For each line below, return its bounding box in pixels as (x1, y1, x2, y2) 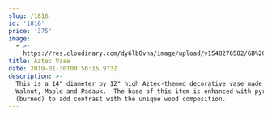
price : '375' (8, 27, 53, 35)
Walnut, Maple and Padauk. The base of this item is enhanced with (15, 87, 252, 96)
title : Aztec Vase (8, 57, 70, 66)
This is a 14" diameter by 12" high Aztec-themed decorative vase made (15, 79, 263, 87)
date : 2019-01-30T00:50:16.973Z (8, 65, 117, 73)
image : (8, 34, 31, 43)
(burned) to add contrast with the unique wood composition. (15, 95, 227, 103)
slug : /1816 (8, 11, 49, 20)
